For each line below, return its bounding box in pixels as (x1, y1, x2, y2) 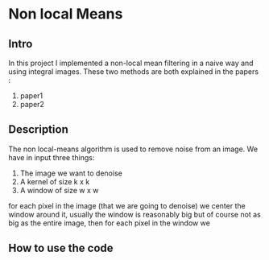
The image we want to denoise (19, 168, 122, 178)
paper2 (19, 100, 44, 109)
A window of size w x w (19, 185, 99, 195)
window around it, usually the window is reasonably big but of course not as (8, 209, 262, 219)
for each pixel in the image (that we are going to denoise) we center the (8, 200, 246, 210)
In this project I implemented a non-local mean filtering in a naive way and (8, 58, 254, 68)
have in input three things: (8, 152, 95, 162)
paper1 (19, 91, 43, 101)
